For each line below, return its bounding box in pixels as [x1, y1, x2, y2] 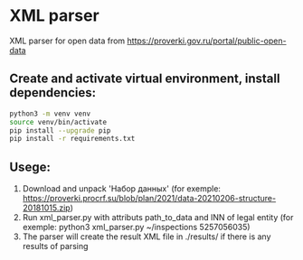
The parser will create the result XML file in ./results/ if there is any [22, 231, 271, 242]
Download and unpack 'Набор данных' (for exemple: [22, 183, 222, 194]
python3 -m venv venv [9, 109, 91, 118]
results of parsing [22, 241, 89, 252]
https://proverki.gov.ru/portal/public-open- [127, 35, 287, 46]
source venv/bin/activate [9, 117, 107, 126]
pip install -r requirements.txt [9, 135, 136, 144]
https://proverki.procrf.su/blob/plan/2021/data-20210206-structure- [22, 193, 277, 204]
